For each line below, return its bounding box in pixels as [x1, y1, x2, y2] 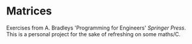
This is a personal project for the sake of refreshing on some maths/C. [6, 30, 181, 37]
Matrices [6, 4, 53, 18]
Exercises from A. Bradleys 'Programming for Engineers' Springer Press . [6, 24, 186, 31]
